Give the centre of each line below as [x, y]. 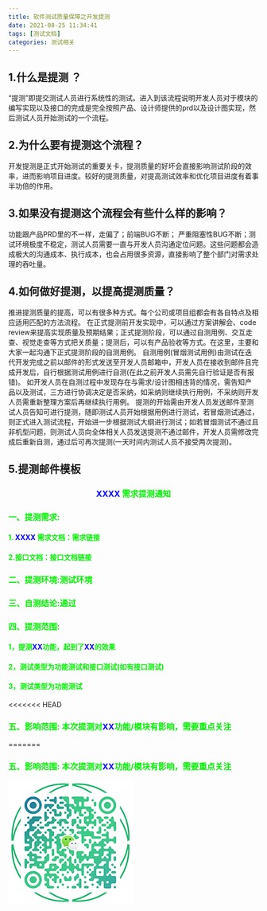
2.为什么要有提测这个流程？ [76, 145]
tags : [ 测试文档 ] [35, 33]
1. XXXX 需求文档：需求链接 [54, 538]
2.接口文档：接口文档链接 [50, 557]
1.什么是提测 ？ [45, 77]
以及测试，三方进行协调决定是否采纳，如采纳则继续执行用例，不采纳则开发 [137, 392]
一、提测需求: [34, 517]
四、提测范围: [34, 627]
